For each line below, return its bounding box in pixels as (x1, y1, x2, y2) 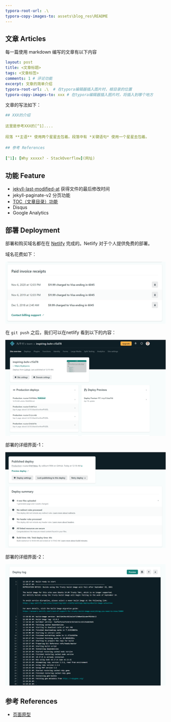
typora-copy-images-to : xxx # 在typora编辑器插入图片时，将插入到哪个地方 (5, 92, 154, 97)
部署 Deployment (5, 226, 60, 234)
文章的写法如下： (5, 102, 41, 108)
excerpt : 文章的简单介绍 (5, 81, 52, 86)
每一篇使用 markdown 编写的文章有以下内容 (5, 49, 97, 55)
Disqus (12, 204, 27, 210)
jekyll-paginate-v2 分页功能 (12, 192, 71, 199)
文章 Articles (5, 34, 46, 43)
